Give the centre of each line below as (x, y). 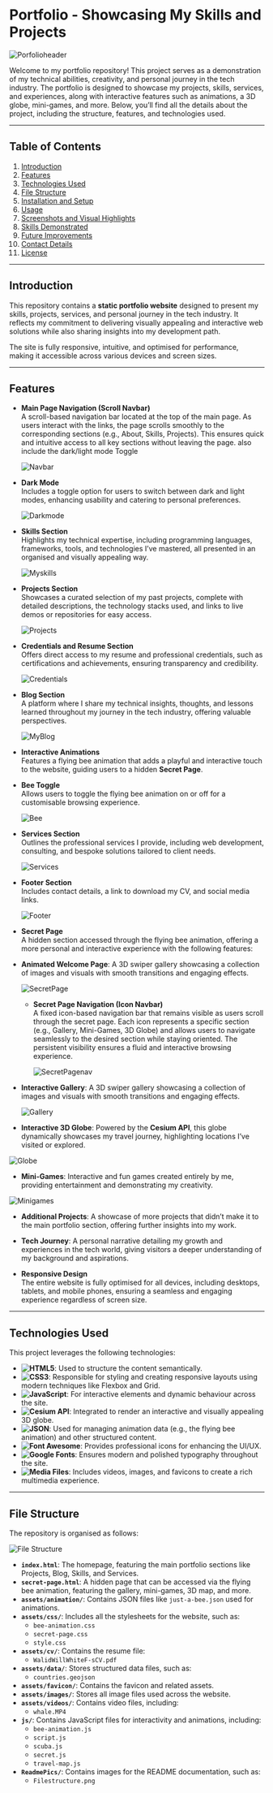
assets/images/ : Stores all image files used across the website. (126, 1694)
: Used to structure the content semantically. (129, 1368)
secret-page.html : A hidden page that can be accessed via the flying (136, 1582)
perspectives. (44, 721)
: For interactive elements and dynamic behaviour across (161, 1394)
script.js (50, 1738)
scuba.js (48, 1747)
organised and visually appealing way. (85, 557)
